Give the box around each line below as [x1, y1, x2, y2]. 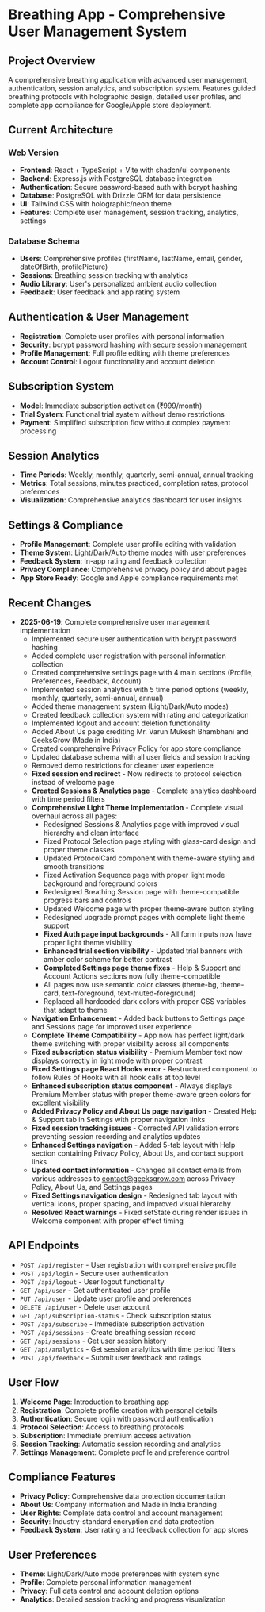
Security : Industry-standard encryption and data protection [19, 1517, 214, 1526]
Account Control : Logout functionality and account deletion [19, 356, 216, 366]
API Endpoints [8, 1239, 80, 1252]
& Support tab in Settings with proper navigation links [31, 1115, 206, 1125]
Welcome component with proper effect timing [31, 1216, 184, 1225]
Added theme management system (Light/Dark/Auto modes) [31, 702, 229, 711]
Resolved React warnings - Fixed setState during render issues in [31, 1208, 248, 1218]
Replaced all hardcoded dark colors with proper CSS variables [43, 997, 247, 1006]
